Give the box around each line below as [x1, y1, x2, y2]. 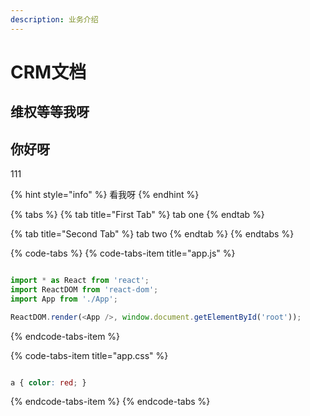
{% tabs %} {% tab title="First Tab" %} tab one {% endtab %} [10, 209, 265, 221]
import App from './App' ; [10, 294, 118, 304]
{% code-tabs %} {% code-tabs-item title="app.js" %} [10, 247, 236, 260]
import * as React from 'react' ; [10, 276, 150, 286]
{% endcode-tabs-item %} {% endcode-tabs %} [10, 396, 211, 408]
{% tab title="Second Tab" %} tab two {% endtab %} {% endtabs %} [10, 228, 295, 240]
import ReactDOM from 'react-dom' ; [10, 284, 159, 295]
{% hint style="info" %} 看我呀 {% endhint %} [10, 189, 200, 201]
